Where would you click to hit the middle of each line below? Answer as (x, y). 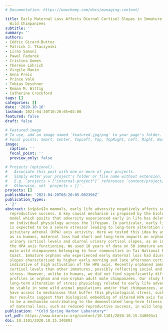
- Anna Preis (19, 75)
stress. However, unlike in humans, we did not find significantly (81, 274)
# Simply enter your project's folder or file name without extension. (84, 176)
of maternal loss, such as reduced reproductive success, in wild (80, 306)
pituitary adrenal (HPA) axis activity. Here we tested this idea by (83, 232)
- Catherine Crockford (29, 93)
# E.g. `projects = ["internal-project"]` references (64, 181)
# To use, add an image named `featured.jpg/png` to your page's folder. (84, 135)
